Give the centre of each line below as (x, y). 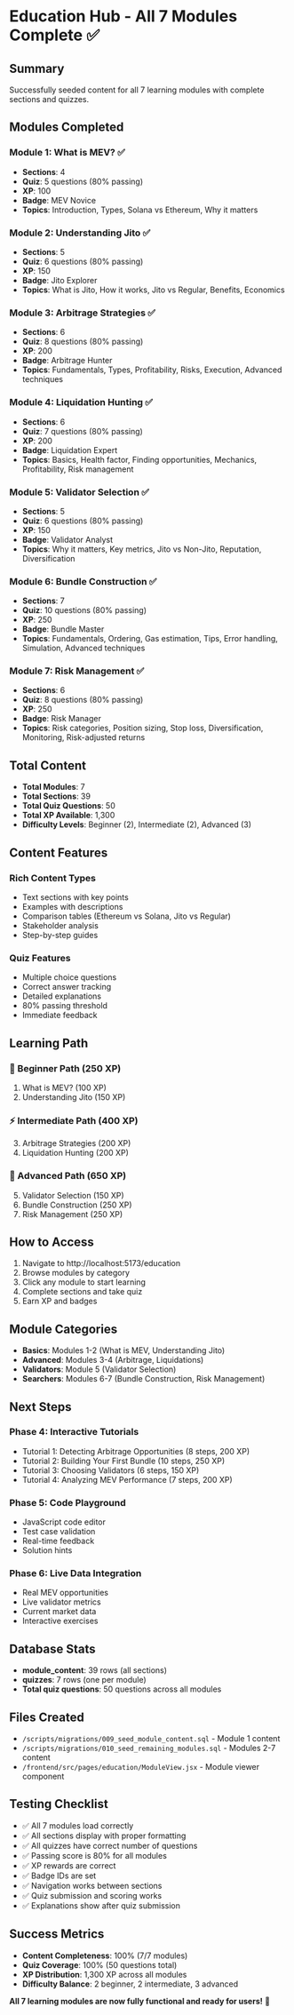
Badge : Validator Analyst (68, 539)
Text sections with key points (75, 897)
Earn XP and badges (60, 1301)
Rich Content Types (52, 878)
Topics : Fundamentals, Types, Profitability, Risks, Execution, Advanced (152, 370)
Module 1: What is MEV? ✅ (68, 153)
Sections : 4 (44, 171)
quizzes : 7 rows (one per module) (84, 1680)
